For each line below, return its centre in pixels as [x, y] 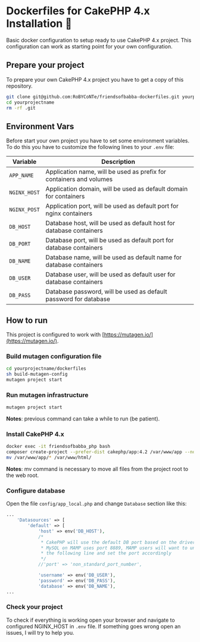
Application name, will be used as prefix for [106, 172]
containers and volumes [79, 179]
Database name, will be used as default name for [114, 257]
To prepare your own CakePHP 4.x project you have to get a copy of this [95, 79]
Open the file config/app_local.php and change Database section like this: [96, 504]
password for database [78, 299]
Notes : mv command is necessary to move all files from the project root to [97, 469]
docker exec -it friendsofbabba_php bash [58, 447]
